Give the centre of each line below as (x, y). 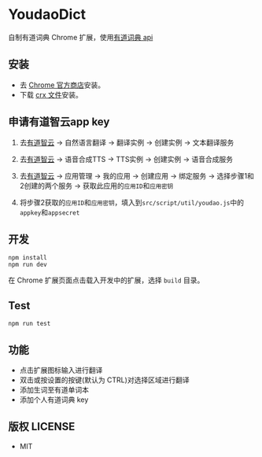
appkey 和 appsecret (50, 212)
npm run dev (28, 265)
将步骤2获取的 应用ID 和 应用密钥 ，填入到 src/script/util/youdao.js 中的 (132, 202)
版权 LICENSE (42, 427)
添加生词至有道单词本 (54, 390)
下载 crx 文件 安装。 (51, 94)
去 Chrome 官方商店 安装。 (62, 85)
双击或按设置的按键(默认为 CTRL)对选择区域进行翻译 (105, 380)
